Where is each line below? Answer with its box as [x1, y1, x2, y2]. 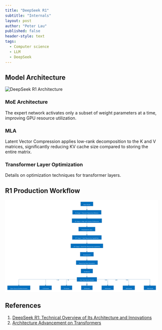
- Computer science [9, 44, 49, 49]
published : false [5, 28, 41, 34]
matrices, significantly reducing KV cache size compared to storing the [5, 143, 148, 149]
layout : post [5, 18, 32, 23]
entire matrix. [5, 149, 32, 155]
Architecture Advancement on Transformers [12, 320, 101, 326]
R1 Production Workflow [5, 187, 80, 195]
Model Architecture [5, 73, 66, 82]
